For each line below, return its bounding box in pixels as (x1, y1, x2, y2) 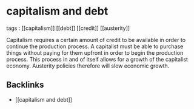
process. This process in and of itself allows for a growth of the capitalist (6, 55, 188, 63)
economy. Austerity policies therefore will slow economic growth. (6, 62, 170, 69)
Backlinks (6, 80, 44, 90)
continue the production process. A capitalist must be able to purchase (6, 43, 184, 50)
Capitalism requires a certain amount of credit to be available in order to (6, 36, 186, 43)
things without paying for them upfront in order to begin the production (6, 49, 184, 56)
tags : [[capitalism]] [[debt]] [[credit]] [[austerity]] (6, 24, 130, 32)
